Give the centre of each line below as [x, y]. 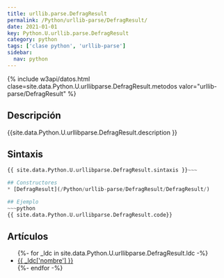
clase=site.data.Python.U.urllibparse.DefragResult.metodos [92, 86]
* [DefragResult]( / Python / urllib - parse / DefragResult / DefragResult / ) [109, 190]
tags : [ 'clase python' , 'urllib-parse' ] [67, 46]
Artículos [28, 237]
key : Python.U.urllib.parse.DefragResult [68, 33]
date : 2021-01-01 [32, 26]
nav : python [31, 59]
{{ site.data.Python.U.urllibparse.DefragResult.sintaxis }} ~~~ [102, 170]
